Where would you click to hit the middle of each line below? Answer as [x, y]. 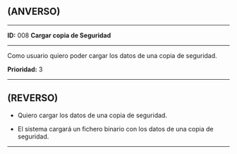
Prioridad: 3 [25, 69]
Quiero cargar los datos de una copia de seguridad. [92, 115]
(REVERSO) [33, 98]
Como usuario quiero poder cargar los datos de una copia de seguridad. [112, 55]
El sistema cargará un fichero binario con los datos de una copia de [115, 129]
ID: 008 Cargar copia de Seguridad [59, 35]
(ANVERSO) [34, 12]
